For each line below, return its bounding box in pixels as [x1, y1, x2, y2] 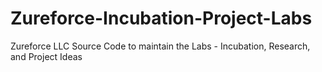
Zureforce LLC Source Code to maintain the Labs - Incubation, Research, [10, 40, 311, 52]
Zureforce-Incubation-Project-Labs [10, 7, 313, 30]
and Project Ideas [10, 50, 83, 62]
